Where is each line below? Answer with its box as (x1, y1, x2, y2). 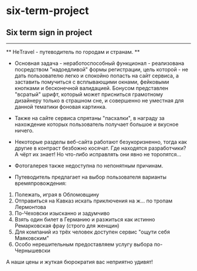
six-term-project (6, 4, 89, 18)
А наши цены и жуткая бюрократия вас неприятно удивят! (6, 259, 154, 265)
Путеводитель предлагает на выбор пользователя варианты (14, 174, 167, 180)
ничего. (14, 127, 34, 134)
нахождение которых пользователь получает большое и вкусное (14, 121, 179, 128)
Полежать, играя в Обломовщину (14, 191, 100, 198)
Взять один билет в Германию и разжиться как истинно (14, 216, 155, 223)
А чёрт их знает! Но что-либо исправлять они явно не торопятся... (14, 151, 182, 157)
